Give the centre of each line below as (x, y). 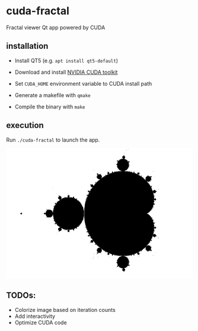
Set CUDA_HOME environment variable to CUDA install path (83, 83)
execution (25, 125)
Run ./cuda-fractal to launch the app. (53, 140)
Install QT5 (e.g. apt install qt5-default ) (66, 60)
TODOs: (21, 296)
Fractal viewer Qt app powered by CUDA (56, 27)
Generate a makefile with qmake (52, 95)
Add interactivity (35, 316)
